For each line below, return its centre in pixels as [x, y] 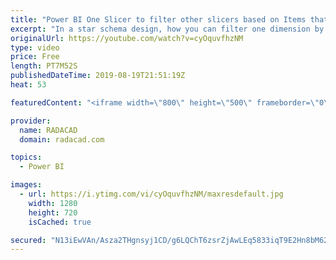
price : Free [35, 57]
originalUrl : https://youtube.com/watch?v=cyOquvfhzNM [127, 38]
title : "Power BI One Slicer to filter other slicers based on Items [158, 19]
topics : [26, 157]
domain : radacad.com [62, 139]
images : [26, 185]
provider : [31, 121]
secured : [28, 240]
